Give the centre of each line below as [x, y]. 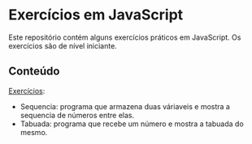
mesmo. [34, 132]
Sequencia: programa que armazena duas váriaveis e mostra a [125, 106]
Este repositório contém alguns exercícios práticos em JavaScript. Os [125, 37]
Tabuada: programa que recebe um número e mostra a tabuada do [132, 124]
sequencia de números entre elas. [77, 115]
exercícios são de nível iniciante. [63, 45]
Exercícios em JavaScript [96, 15]
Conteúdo [34, 72]
